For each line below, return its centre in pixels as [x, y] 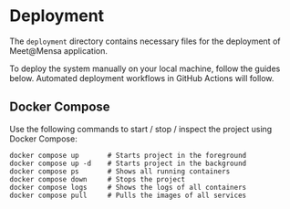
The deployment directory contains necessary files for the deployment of [145, 41]
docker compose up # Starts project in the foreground [128, 155]
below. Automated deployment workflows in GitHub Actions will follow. [142, 78]
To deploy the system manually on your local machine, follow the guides [145, 68]
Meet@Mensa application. [58, 50]
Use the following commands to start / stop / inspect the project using [141, 129]
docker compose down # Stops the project [97, 179]
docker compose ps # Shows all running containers [120, 171]
